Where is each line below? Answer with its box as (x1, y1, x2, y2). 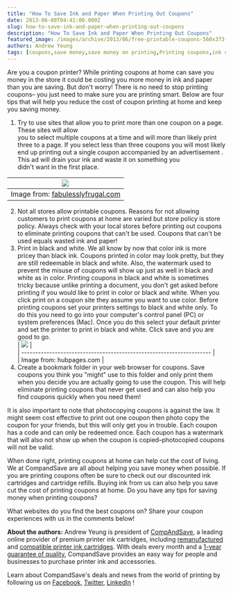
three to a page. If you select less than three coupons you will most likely (17, 140, 226, 149)
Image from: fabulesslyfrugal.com (10, 189, 121, 199)
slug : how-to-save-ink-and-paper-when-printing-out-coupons (7, 23, 185, 30)
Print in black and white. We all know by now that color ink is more (17, 244, 207, 252)
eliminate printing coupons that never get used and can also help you (17, 385, 216, 393)
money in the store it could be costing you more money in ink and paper (7, 75, 213, 83)
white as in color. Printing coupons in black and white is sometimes (17, 273, 209, 282)
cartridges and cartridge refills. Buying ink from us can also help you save (7, 478, 218, 487)
